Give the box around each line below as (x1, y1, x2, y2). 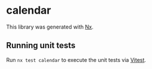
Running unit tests (6, 40, 76, 51)
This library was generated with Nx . (6, 23, 94, 30)
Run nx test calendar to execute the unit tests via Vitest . (6, 56, 146, 63)
